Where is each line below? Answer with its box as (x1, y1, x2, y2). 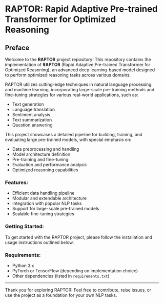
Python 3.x (12, 263, 34, 268)
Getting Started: (5, 223, 44, 230)
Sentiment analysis (12, 112, 50, 118)
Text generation (12, 101, 44, 107)
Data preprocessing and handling (12, 146, 80, 152)
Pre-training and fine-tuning (12, 157, 69, 162)
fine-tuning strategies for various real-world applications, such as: (5, 92, 138, 98)
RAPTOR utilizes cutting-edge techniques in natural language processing (5, 81, 152, 87)
